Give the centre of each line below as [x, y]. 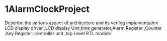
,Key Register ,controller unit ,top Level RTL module [58, 33]
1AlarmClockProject [47, 9]
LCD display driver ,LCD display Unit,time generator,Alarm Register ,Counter [83, 28]
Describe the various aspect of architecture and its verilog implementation [82, 23]
